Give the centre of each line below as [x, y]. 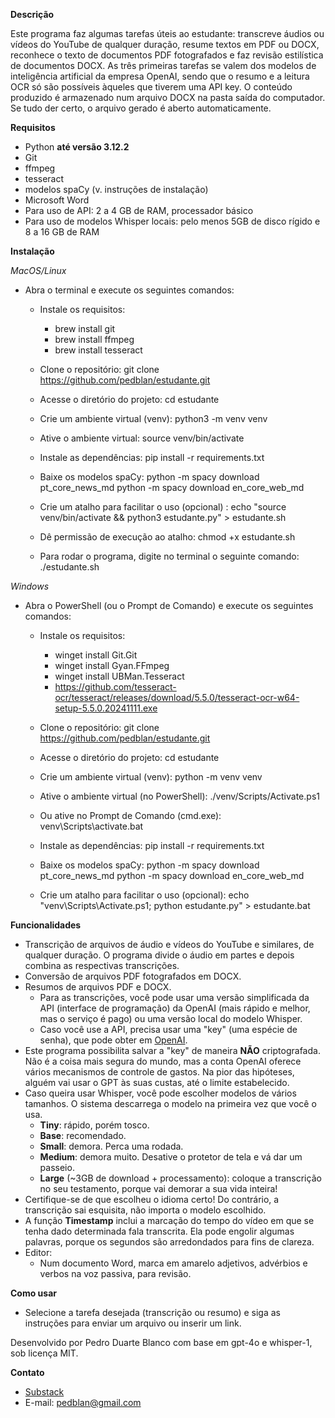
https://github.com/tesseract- [115, 687]
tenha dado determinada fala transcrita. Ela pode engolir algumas [159, 1231]
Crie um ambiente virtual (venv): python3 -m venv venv [153, 418]
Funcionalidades [46, 925]
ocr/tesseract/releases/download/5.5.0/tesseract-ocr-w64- [177, 697]
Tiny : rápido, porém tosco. [94, 1125]
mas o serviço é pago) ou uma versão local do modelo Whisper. [171, 1018]
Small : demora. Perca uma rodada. [111, 1146]
